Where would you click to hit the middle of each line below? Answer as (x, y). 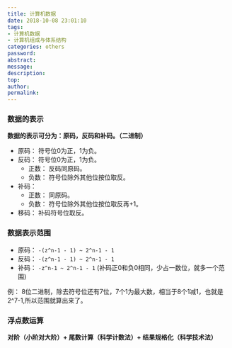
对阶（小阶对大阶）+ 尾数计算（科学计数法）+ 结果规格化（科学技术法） (112, 337)
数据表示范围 (29, 233)
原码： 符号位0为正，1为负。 (59, 151)
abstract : (22, 60)
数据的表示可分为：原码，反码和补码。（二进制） (77, 136)
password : (22, 54)
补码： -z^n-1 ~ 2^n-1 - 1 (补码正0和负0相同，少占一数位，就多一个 (118, 267)
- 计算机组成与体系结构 (37, 40)
